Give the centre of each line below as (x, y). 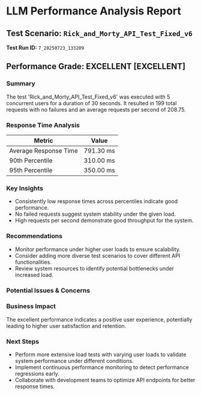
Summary (21, 84)
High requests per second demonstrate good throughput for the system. (104, 221)
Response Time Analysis (43, 125)
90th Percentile (31, 160)
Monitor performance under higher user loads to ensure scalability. (98, 249)
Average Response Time (43, 150)
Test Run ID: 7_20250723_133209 (45, 47)
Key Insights (25, 188)
